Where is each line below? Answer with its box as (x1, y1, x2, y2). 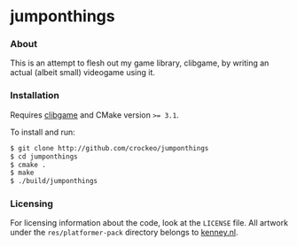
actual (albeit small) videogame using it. (10, 67, 156, 78)
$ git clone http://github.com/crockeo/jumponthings (10, 143, 209, 152)
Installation (10, 89, 60, 102)
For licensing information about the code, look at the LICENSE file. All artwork (10, 218, 289, 228)
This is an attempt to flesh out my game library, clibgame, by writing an (10, 58, 270, 68)
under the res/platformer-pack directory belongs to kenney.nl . (10, 227, 238, 238)
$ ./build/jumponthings (10, 177, 98, 186)
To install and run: (10, 127, 76, 137)
